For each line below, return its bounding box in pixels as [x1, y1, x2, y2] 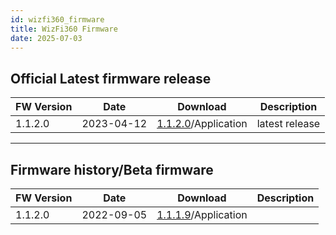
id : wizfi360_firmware [10, 14, 105, 25]
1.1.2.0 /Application [156, 117, 248, 131]
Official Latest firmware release [10, 70, 212, 87]
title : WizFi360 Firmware [10, 24, 118, 34]
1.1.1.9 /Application [156, 208, 248, 221]
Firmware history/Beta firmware [10, 161, 214, 178]
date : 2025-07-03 [10, 33, 83, 43]
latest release [256, 117, 321, 131]
